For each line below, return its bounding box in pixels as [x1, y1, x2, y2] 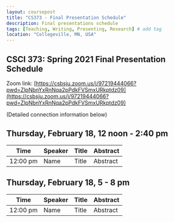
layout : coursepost [6, 9, 56, 15]
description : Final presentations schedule [6, 20, 119, 26]
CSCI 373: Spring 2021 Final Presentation [6, 54, 166, 64]
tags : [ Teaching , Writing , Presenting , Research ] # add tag [6, 26, 162, 32]
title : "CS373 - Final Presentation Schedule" [6, 15, 127, 21]
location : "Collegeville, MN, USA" [6, 32, 97, 38]
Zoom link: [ [6, 80, 37, 87]
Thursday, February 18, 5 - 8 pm [6, 178, 130, 188]
